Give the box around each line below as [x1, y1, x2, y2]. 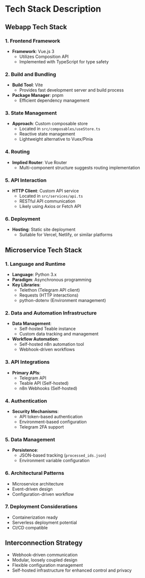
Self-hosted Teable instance [19, 326, 76, 332]
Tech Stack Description [5, 3, 101, 15]
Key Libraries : [12, 282, 41, 288]
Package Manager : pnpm [12, 93, 64, 98]
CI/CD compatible [12, 524, 48, 530]
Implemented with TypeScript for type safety [19, 58, 109, 64]
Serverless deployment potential [12, 520, 77, 525]
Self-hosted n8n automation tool [19, 341, 84, 347]
